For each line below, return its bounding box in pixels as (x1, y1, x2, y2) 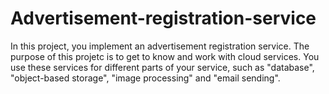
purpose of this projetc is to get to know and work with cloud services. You (10, 50, 320, 62)
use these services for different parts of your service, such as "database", (10, 61, 315, 73)
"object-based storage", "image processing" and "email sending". (10, 72, 281, 84)
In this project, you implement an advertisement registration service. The (10, 40, 310, 52)
